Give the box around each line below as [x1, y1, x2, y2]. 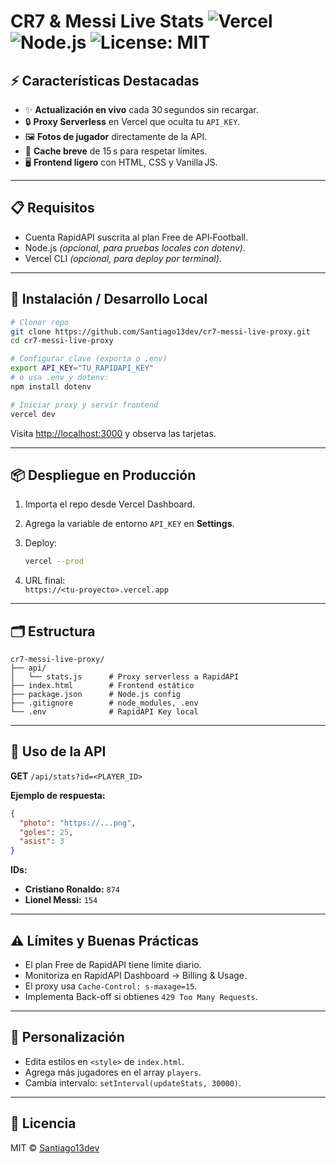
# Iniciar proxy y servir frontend [10, 400, 159, 410]
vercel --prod [24, 556, 84, 567]
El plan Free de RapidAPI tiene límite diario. [24, 959, 202, 970]
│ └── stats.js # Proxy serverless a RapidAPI [10, 672, 240, 682]
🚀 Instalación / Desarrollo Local [10, 291, 208, 308]
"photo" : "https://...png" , [19, 818, 137, 828]
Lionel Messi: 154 [24, 894, 98, 906]
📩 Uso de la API [10, 743, 107, 760]
